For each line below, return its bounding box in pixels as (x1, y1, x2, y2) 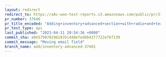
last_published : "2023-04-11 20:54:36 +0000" (4, 30, 100, 35)
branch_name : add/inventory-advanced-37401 (4, 44, 96, 49)
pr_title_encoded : (4, 21, 43, 26)
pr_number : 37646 (4, 16, 41, 21)
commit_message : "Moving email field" (4, 40, 85, 45)
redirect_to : (4, 12, 32, 17)
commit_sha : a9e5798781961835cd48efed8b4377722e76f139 (4, 35, 120, 40)
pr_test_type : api (4, 26, 43, 31)
